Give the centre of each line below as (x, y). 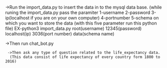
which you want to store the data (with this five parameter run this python (81, 23)
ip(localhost (17, 18)
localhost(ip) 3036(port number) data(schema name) (60, 34)
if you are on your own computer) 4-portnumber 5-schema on (95, 18)
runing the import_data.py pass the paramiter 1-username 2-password (78, 12)
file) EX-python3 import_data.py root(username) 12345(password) (73, 28)
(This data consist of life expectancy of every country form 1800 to (85, 57)
